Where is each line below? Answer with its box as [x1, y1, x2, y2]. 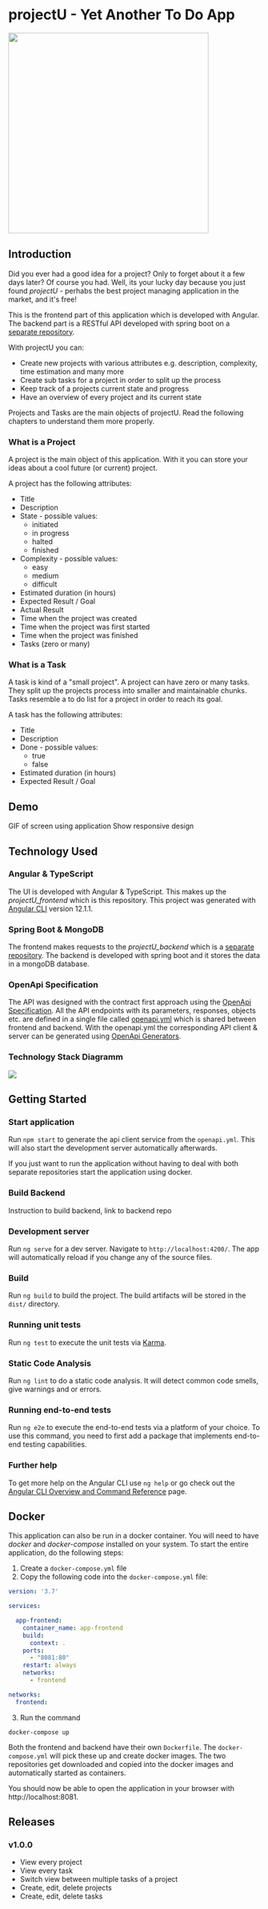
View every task [19, 1866, 74, 1875]
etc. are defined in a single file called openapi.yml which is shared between [8, 1014, 257, 1024]
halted [31, 537, 54, 546]
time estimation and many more [19, 367, 124, 376]
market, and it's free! [8, 294, 78, 304]
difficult [31, 579, 58, 589]
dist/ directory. [8, 1299, 60, 1309]
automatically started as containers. [8, 1768, 126, 1777]
